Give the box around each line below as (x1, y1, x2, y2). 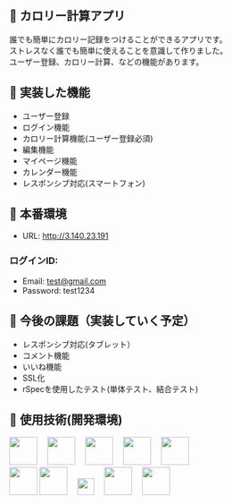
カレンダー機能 (21, 167, 78, 177)
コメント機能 (21, 350, 70, 361)
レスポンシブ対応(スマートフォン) (21, 177, 145, 188)
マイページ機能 (21, 155, 78, 166)
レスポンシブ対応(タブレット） (21, 338, 136, 349)
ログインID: (9, 254, 59, 267)
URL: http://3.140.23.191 (21, 231, 109, 242)
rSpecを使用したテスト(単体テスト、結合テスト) (21, 383, 199, 394)
